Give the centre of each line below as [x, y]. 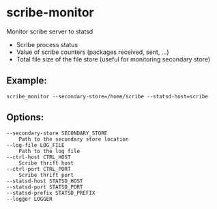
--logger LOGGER [29, 199]
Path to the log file [49, 151]
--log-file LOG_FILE [36, 145]
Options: [25, 117]
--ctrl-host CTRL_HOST [39, 157]
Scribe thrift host [46, 163]
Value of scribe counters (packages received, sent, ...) [92, 52]
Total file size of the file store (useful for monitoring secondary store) [113, 59]
